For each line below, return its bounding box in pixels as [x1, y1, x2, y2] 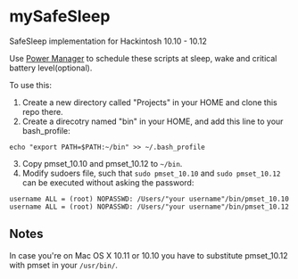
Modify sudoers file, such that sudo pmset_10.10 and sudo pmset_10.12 [21, 168, 281, 178]
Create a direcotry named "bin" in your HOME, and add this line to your [21, 116, 284, 127]
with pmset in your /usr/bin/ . [9, 259, 119, 270]
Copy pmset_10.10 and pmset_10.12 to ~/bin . [21, 158, 183, 168]
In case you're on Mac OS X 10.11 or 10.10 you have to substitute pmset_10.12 [9, 250, 288, 260]
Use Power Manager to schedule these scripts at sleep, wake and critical [9, 53, 277, 63]
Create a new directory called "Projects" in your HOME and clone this [21, 96, 278, 108]
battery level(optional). [9, 62, 93, 73]
